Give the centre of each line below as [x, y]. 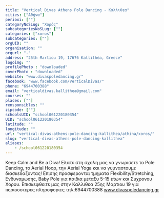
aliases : [15, 143]
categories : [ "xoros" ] [29, 34]
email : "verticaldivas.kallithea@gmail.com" [54, 91]
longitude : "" [20, 129]
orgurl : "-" [18, 53]
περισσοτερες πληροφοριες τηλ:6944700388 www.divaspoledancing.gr [82, 190]
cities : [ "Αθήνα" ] [25, 15]
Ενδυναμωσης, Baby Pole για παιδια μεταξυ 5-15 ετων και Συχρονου [79, 179]
